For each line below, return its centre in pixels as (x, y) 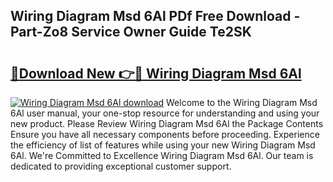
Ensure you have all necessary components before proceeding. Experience (165, 134)
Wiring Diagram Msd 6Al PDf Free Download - (155, 16)
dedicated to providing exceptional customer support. (121, 166)
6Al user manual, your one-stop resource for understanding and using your (165, 113)
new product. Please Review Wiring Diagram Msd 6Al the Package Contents (167, 123)
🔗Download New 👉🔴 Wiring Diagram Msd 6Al (156, 73)
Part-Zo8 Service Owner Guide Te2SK (131, 32)
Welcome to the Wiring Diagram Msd (242, 102)
